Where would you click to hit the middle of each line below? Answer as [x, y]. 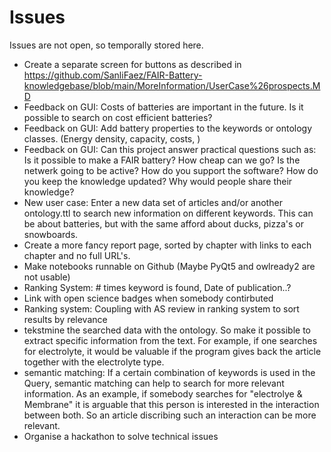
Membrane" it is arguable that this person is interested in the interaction [171, 404]
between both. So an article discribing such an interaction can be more [170, 415]
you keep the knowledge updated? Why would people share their [158, 181]
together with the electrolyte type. [94, 362]
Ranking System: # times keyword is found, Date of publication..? [157, 287]
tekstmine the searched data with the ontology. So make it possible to [167, 330]
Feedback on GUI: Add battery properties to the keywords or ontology [168, 128]
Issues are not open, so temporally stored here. [106, 45]
